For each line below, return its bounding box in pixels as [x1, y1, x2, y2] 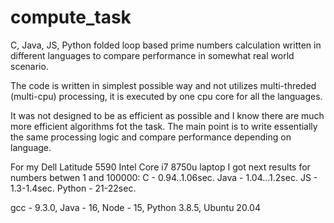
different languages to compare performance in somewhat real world [10, 49, 295, 61]
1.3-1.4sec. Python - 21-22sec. [10, 182, 137, 194]
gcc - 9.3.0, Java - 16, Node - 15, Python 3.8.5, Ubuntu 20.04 [10, 201, 261, 213]
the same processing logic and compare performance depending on [10, 131, 292, 143]
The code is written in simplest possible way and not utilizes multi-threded [10, 79, 317, 91]
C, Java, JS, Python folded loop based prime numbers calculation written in [10, 39, 322, 51]
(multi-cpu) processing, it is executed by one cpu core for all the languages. [10, 90, 323, 102]
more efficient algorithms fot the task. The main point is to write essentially [10, 120, 318, 132]
